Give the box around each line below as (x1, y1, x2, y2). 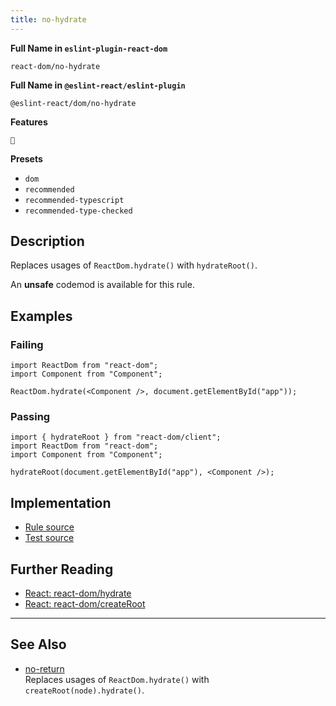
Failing (10, 337, 44, 351)
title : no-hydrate (10, 14, 87, 25)
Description (10, 233, 85, 250)
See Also (10, 636, 67, 653)
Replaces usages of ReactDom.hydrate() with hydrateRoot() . (10, 259, 258, 271)
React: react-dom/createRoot (24, 598, 146, 610)
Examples (10, 307, 73, 325)
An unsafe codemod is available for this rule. (10, 279, 195, 291)
